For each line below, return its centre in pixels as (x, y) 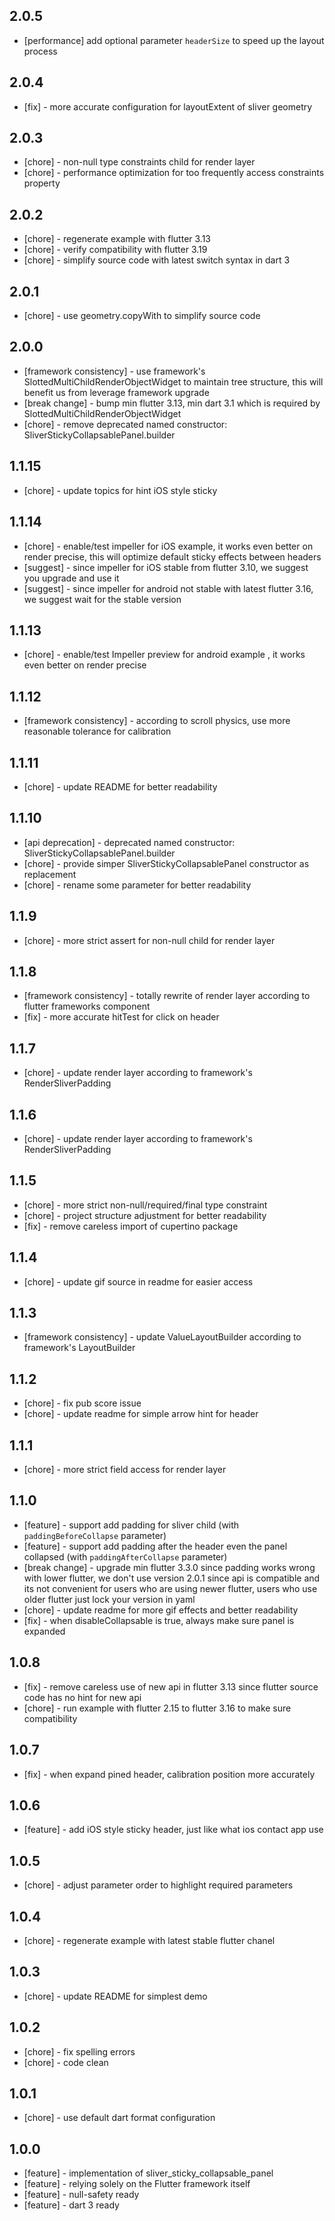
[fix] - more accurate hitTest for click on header (121, 1017)
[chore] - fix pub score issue (82, 1403)
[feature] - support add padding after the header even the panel (155, 1546)
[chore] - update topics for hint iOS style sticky (120, 490)
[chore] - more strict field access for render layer (125, 1470)
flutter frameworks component (87, 1006)
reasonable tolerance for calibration (97, 731)
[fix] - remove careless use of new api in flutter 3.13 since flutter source (171, 1686)
